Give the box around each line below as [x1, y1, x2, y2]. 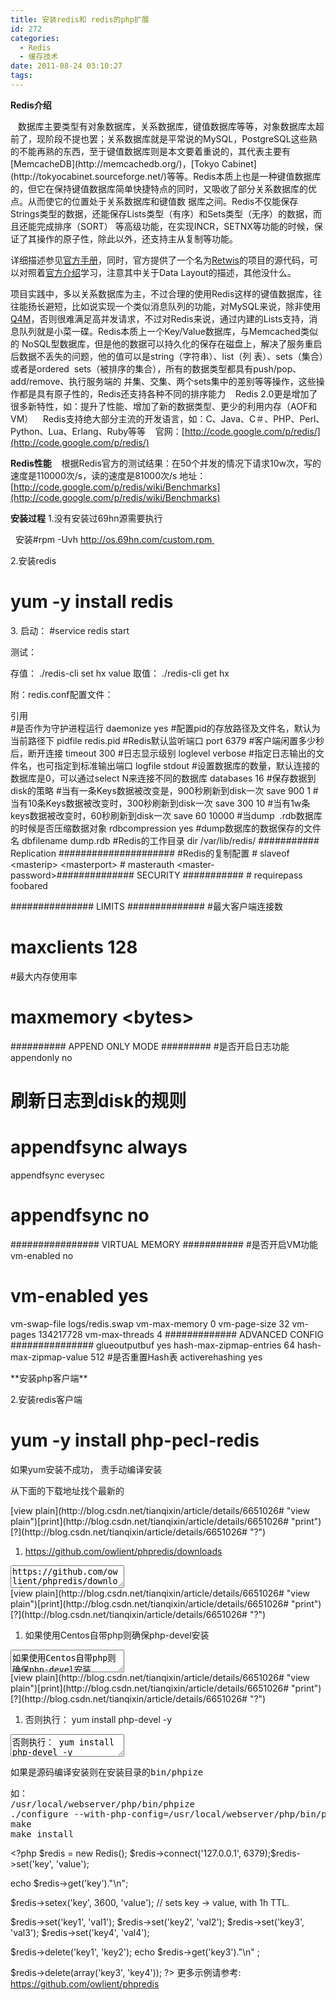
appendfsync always [10, 1136, 188, 1159]
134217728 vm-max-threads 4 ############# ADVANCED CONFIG [38, 1328, 324, 1340]
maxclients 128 [10, 936, 138, 958]
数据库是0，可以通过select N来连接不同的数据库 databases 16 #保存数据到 [10, 772, 317, 784]
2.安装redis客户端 [10, 1393, 83, 1405]
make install [10, 1828, 75, 1840]
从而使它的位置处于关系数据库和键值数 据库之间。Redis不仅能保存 [27, 195, 299, 207]
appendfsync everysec [10, 1169, 105, 1181]
